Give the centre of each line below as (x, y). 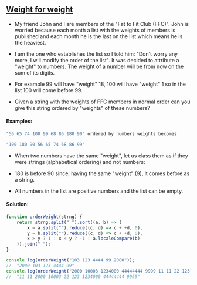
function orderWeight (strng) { (44, 217)
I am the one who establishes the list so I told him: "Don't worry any (96, 54)
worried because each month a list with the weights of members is (95, 30)
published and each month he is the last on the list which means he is (98, 36)
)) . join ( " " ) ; (34, 244)
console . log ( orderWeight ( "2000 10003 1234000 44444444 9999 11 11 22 (93, 271)
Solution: (18, 204)
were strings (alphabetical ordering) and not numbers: (80, 162)
